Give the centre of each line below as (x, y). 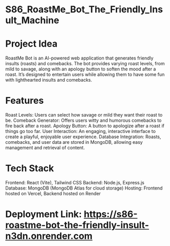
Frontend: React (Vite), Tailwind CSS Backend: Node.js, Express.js (75, 183)
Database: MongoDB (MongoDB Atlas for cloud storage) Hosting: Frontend (84, 188)
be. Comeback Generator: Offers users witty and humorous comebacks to (83, 120)
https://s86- (111, 214)
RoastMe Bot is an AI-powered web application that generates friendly (79, 58)
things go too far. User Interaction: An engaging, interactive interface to (81, 131)
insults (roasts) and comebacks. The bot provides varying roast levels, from (85, 64)
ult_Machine (32, 20)
